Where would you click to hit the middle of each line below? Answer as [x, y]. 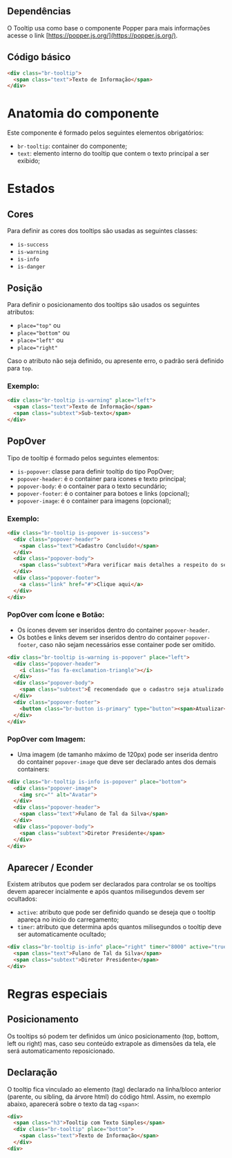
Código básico [39, 57]
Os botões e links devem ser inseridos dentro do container [100, 637]
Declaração [32, 1073]
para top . [20, 368]
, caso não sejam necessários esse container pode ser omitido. [126, 644]
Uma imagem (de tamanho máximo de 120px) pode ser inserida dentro [118, 754]
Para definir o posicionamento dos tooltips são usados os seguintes [104, 305]
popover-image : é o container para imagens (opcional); [94, 501]
